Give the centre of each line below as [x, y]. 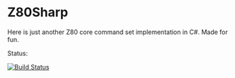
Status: [18, 53]
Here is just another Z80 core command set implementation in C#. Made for [117, 32]
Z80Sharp [38, 12]
